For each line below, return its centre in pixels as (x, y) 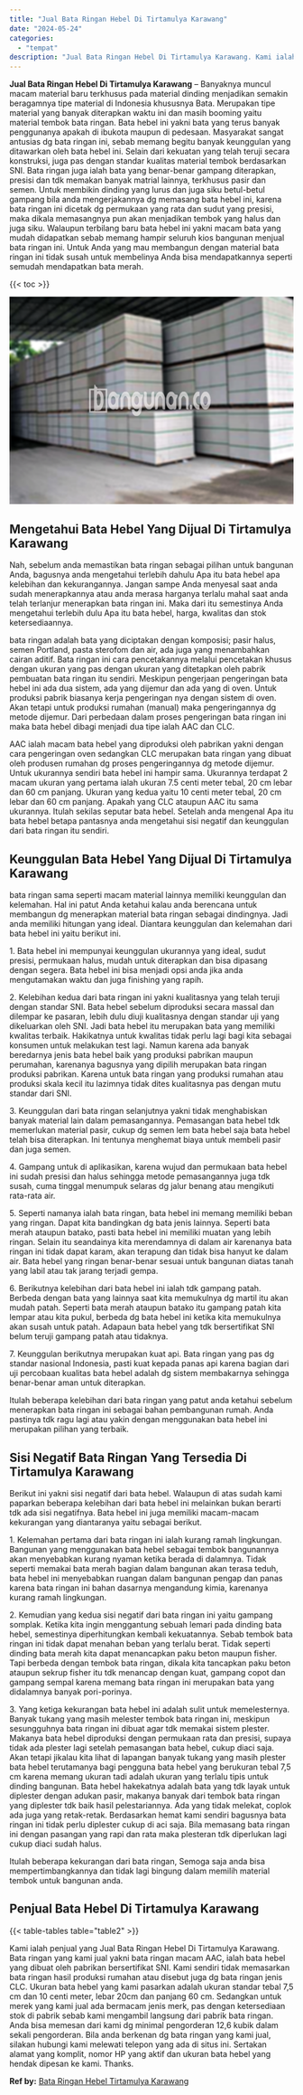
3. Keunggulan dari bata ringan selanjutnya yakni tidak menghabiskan (138, 1111)
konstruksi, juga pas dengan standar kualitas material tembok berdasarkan (148, 161)
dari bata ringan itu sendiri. (60, 831)
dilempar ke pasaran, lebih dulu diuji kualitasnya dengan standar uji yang (144, 1016)
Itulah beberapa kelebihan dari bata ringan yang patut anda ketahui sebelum (151, 1401)
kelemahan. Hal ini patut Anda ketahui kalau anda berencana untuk (133, 905)
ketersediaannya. (41, 623)
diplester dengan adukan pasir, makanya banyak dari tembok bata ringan (145, 1796)
